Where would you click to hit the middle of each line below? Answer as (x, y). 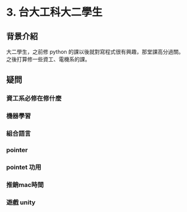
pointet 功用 (24, 167)
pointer (17, 150)
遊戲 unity (21, 202)
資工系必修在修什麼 (34, 98)
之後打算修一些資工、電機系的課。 (48, 59)
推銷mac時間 (25, 184)
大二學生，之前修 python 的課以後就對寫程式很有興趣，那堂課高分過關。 (95, 52)
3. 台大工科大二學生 (55, 12)
